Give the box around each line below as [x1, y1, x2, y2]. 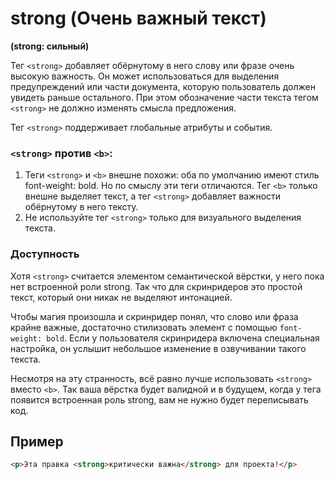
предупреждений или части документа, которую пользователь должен [10, 80, 316, 92]
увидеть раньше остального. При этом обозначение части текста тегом [10, 91, 319, 103]
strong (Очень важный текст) [10, 7, 267, 30]
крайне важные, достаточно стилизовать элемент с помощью [10, 321, 278, 333]
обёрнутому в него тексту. [24, 201, 139, 213]
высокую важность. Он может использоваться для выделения [10, 70, 280, 82]
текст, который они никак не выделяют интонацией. [10, 291, 233, 303]
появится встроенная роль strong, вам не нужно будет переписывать [10, 393, 309, 406]
